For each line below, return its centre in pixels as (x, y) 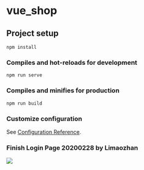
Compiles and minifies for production (63, 91)
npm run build (25, 103)
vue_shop (32, 11)
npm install (21, 47)
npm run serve (25, 75)
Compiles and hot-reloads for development (72, 62)
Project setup (33, 33)
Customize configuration (44, 119)
